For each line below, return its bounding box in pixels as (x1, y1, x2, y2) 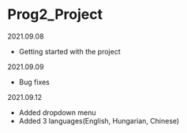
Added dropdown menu (18, 108, 96, 117)
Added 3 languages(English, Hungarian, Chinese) (18, 116, 180, 125)
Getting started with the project (18, 46, 121, 56)
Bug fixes (18, 77, 50, 87)
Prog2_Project (7, 6, 103, 24)
